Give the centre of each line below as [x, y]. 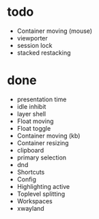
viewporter [32, 38]
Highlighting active [43, 186]
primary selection [42, 157]
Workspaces [34, 201]
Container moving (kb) [48, 136]
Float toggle [34, 128]
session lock [34, 45]
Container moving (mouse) [55, 31]
